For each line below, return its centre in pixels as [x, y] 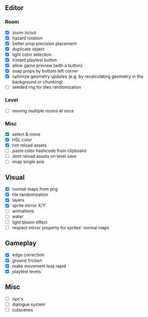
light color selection [32, 54]
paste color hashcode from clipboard [49, 151]
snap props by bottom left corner [45, 71]
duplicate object [28, 49]
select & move [26, 134]
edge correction [28, 255]
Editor [14, 8]
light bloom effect [30, 222]
